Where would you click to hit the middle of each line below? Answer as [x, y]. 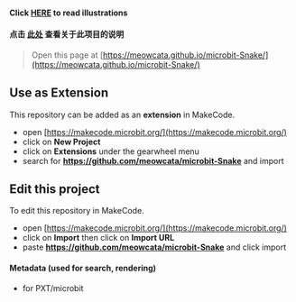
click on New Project [61, 142]
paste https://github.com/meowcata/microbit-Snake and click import [154, 247]
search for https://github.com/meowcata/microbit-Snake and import [153, 160]
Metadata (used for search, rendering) [83, 268]
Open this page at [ [67, 55]
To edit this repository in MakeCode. [77, 211]
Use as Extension [59, 93]
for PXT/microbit [53, 288]
